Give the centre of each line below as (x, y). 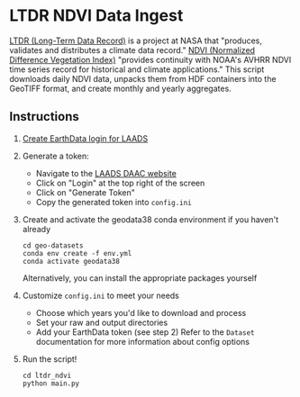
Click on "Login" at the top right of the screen (120, 183)
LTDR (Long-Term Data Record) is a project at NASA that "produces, (136, 41)
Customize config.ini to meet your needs (101, 295)
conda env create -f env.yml (77, 253)
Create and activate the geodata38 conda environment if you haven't (150, 219)
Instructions (44, 117)
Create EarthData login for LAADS (85, 138)
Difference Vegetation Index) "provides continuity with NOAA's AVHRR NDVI (150, 59)
